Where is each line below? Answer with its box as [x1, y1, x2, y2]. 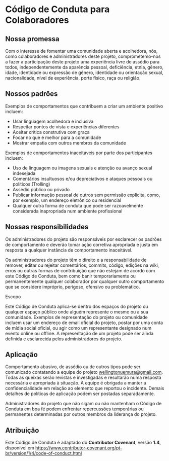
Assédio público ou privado [12, 186, 70, 192]
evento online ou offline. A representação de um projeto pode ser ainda [5, 330, 154, 336]
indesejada [12, 170, 36, 176]
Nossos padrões [5, 90, 58, 98]
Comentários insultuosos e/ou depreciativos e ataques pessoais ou [12, 175, 153, 182]
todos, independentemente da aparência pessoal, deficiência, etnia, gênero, [5, 64, 164, 70]
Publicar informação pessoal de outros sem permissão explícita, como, [12, 192, 160, 198]
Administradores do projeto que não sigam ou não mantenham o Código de [5, 401, 162, 407]
